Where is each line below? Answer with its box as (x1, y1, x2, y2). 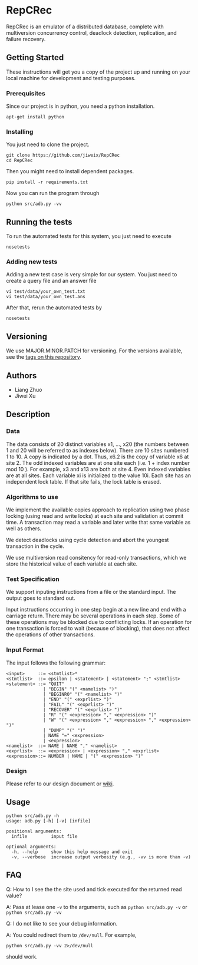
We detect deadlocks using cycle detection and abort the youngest (6, 537, 169, 544)
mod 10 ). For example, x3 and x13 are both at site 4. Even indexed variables (6, 465, 190, 472)
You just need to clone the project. (6, 141, 90, 148)
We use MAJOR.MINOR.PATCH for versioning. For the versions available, (6, 347, 183, 354)
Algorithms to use (6, 493, 59, 501)
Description (6, 409, 50, 419)
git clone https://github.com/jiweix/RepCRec (6, 153, 120, 158)
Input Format (6, 646, 44, 654)
